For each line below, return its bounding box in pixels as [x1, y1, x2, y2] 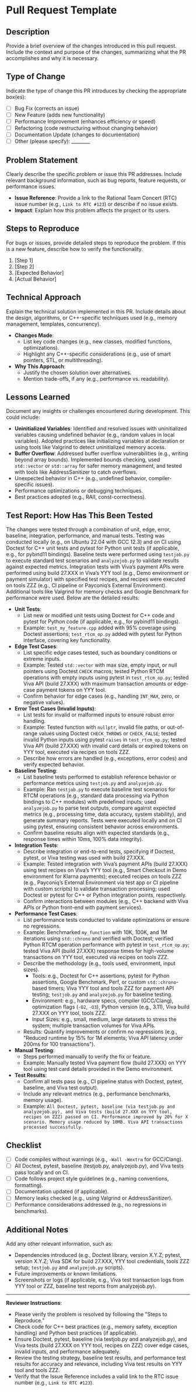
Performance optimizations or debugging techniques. [14, 487, 143, 494]
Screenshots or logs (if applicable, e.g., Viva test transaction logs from [14, 1276, 184, 1284]
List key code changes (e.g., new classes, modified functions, [23, 337, 172, 345]
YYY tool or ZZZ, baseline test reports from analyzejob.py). [14, 1283, 156, 1290]
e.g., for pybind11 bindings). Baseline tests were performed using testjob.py [6, 551, 190, 558]
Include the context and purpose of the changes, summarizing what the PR [6, 49, 186, 56]
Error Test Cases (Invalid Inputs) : [14, 705, 96, 712]
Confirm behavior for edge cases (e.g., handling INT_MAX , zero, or [23, 692, 180, 700]
